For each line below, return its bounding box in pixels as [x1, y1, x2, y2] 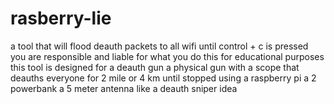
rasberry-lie [10, 7, 112, 30]
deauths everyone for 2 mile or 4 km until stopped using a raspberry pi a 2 [10, 72, 317, 84]
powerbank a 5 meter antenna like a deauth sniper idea [10, 82, 238, 94]
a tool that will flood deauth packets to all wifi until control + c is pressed [10, 40, 309, 52]
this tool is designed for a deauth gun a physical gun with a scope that [10, 61, 300, 73]
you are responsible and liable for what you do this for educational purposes [10, 50, 325, 62]
